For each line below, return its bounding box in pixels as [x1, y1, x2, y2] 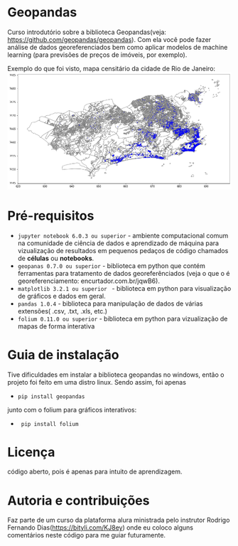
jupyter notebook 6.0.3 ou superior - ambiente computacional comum [17, 231, 229, 240]
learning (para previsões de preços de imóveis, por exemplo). [7, 50, 188, 59]
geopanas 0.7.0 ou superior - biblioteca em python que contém [17, 261, 206, 270]
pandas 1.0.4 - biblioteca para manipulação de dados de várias [17, 299, 203, 308]
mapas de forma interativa [17, 321, 95, 331]
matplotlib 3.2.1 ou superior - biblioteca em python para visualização [17, 284, 232, 292]
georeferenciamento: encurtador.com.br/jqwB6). [17, 277, 160, 285]
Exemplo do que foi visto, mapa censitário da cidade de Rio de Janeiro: [7, 64, 215, 73]
